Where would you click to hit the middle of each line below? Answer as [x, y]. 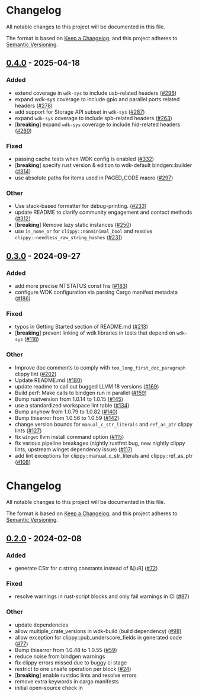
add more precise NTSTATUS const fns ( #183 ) [71, 285]
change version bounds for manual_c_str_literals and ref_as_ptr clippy [104, 424]
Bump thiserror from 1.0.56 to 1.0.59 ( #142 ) [67, 417]
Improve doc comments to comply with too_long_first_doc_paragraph [100, 367]
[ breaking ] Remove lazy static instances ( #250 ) [73, 225]
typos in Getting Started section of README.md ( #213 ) [81, 327]
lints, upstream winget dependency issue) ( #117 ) [74, 449]
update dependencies [41, 625]
